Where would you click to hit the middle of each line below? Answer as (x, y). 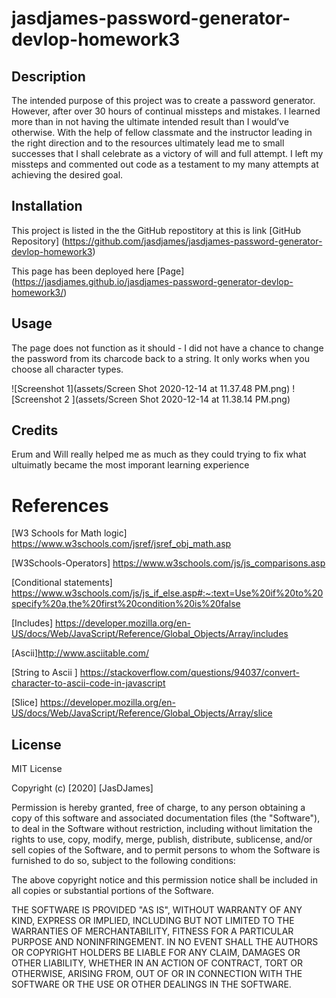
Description (48, 76)
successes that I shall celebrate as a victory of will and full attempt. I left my (167, 153)
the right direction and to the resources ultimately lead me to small (148, 143)
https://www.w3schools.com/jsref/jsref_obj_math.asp (121, 544)
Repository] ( (38, 241)
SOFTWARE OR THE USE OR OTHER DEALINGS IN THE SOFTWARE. (151, 984)
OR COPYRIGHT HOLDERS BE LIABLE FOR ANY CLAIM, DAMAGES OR (156, 953)
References (60, 505)
